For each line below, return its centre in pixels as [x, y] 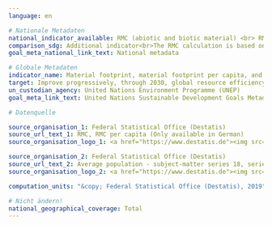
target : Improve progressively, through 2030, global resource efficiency [137, 83]
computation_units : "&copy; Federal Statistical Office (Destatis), [126, 186]
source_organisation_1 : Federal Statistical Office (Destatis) [117, 127]
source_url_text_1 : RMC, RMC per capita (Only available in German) [126, 134]
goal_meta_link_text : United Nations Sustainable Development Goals [126, 98]
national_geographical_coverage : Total [76, 208]
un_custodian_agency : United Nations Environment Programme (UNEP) [125, 90]
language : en [30, 16]
